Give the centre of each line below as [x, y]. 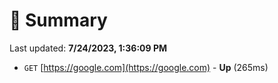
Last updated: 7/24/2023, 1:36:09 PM [88, 48]
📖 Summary [58, 20]
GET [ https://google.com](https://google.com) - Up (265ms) [146, 67]
